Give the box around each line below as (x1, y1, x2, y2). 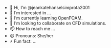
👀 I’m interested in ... (9, 10, 51, 16)
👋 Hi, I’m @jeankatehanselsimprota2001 (9, 5, 90, 10)
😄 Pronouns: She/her (9, 33, 54, 39)
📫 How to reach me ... (9, 26, 55, 31)
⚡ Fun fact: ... (9, 38, 37, 44)
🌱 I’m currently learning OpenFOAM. (9, 15, 83, 21)
